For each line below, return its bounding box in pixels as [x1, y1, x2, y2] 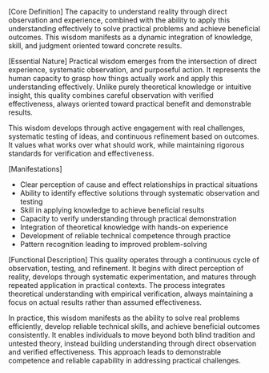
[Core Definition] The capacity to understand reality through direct [8, 7, 227, 16]
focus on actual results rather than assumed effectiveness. [8, 298, 203, 307]
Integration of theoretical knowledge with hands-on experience [19, 222, 229, 232]
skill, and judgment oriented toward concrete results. [8, 41, 183, 51]
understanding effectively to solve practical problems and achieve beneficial [8, 24, 260, 33]
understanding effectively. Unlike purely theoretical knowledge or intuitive [8, 82, 252, 91]
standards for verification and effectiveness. [8, 148, 155, 158]
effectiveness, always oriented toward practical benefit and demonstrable [8, 99, 252, 108]
